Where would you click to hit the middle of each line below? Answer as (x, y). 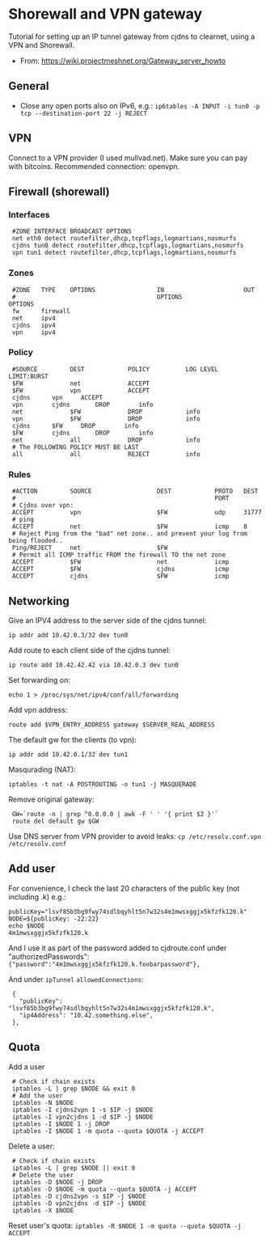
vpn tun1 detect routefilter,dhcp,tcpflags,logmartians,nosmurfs (124, 253)
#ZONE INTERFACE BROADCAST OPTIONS (72, 231)
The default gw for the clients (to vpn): (73, 739)
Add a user (27, 1066)
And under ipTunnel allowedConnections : (76, 979)
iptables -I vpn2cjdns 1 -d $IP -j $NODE (82, 1117)
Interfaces (29, 214)
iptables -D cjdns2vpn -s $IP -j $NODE (79, 1196)
